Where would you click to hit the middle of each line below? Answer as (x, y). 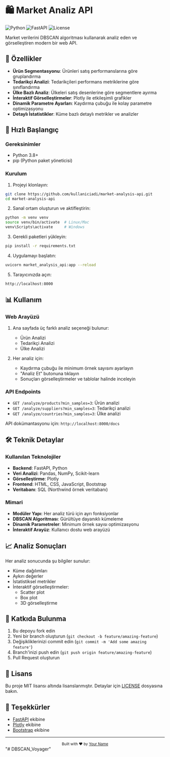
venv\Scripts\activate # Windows (45, 227)
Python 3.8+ (26, 155)
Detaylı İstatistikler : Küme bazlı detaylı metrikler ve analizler (75, 114)
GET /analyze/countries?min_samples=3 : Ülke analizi (67, 414)
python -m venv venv (27, 218)
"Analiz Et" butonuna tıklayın (50, 373)
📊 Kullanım (24, 300)
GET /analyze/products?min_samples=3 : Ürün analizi (66, 403)
